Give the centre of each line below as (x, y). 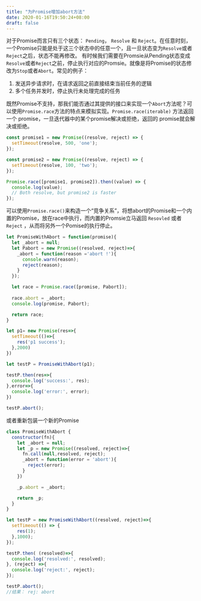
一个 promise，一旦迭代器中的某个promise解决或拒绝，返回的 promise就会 (98, 119)
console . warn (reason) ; (50, 259)
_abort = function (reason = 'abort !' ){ (67, 254)
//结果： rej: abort (31, 592)
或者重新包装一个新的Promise (43, 420)
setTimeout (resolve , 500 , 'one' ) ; (55, 143)
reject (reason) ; (42, 265)
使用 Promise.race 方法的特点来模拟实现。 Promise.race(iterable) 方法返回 (102, 111)
